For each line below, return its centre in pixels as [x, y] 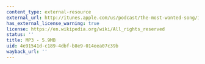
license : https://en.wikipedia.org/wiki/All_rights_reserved [86, 29]
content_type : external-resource [49, 12]
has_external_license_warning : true [53, 23]
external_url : [24, 18]
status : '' [20, 35]
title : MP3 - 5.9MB [31, 40]
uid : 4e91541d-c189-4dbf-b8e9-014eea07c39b [63, 46]
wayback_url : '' [27, 52]
